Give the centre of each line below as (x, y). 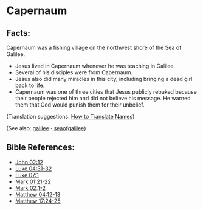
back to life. (30, 85)
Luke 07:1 (27, 175)
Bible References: (40, 148)
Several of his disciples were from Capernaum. (74, 72)
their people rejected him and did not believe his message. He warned (103, 98)
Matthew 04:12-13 (38, 194)
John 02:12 (29, 162)
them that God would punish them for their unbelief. (80, 105)
